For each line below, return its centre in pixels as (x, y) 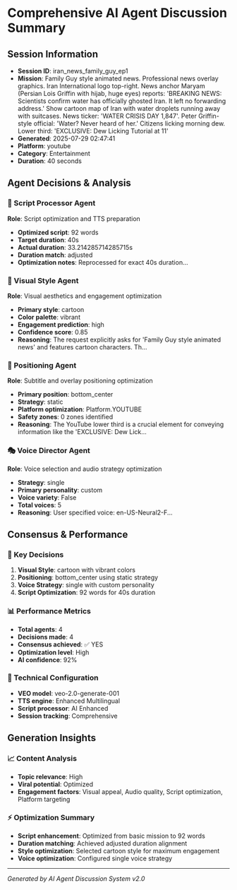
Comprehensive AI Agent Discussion (117, 13)
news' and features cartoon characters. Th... (82, 347)
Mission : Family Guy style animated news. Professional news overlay (118, 78)
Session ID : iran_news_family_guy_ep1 (73, 71)
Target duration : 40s (48, 240)
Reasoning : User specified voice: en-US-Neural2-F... (95, 512)
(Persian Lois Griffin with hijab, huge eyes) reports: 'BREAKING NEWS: (120, 94)
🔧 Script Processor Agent (51, 203)
